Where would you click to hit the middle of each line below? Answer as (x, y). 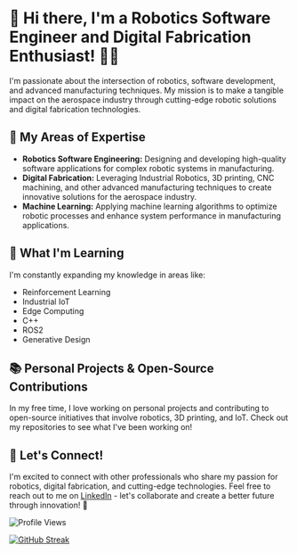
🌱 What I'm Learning (67, 253)
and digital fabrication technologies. (75, 109)
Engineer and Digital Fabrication (130, 37)
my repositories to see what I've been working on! (101, 427)
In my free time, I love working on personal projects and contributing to (139, 409)
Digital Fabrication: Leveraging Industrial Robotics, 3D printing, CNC (148, 177)
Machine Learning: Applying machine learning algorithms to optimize (149, 206)
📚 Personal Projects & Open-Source (112, 368)
